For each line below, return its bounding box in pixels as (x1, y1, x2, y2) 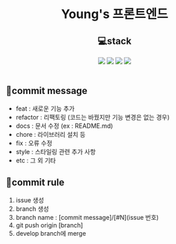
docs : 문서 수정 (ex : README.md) (15, 122, 114, 130)
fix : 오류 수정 (15, 139, 52, 147)
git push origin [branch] (15, 220, 84, 229)
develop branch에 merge (15, 229, 86, 237)
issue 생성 (15, 196, 45, 204)
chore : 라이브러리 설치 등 (15, 130, 86, 138)
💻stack (97, 35, 132, 47)
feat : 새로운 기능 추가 (15, 104, 75, 113)
